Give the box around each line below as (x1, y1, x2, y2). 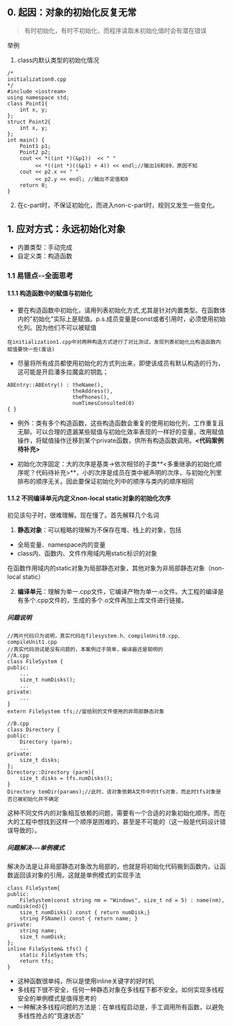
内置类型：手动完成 (17, 242, 73, 251)
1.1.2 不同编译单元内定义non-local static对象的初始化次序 (7, 494, 171, 502)
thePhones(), (72, 393, 110, 401)
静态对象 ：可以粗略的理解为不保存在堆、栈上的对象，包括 (17, 525, 182, 533)
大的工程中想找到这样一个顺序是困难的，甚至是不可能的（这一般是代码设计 (7, 817, 220, 825)
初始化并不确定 (22, 795, 59, 802)
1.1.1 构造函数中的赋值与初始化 (7, 289, 93, 297)
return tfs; (19, 957, 54, 964)
